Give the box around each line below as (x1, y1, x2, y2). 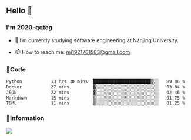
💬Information (6, 114, 45, 122)
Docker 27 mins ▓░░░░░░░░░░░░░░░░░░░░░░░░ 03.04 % (6, 84, 185, 90)
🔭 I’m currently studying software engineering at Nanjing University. (14, 36, 179, 44)
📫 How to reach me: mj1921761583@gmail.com (14, 48, 130, 56)
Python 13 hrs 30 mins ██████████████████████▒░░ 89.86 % (6, 78, 185, 84)
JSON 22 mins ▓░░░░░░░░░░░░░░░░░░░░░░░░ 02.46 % (6, 89, 185, 95)
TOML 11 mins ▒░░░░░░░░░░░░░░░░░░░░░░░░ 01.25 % (6, 100, 185, 106)
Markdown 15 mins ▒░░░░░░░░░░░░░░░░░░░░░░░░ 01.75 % (6, 95, 185, 101)
